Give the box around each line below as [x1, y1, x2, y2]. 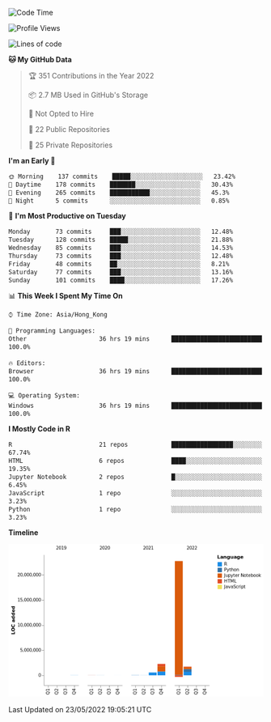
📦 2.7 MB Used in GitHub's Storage [28, 90, 148, 100]
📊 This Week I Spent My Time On [8, 291, 123, 300]
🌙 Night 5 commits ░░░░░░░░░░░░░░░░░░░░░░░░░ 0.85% [8, 197, 230, 205]
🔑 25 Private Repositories [28, 140, 113, 150]
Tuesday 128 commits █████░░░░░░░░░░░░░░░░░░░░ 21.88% [8, 236, 233, 244]
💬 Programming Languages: [8, 327, 95, 335]
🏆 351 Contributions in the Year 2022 [28, 71, 155, 80]
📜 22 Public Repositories [28, 125, 111, 134]
